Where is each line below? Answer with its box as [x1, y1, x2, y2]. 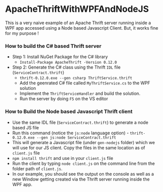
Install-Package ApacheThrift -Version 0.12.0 [19, 60, 117, 65]
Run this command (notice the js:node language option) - [12, 130, 129, 136]
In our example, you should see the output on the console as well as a [12, 171, 154, 177]
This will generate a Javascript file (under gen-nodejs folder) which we [12, 139, 155, 145]
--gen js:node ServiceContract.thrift [36, 135, 117, 140]
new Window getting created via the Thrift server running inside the [12, 176, 150, 182]
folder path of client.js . [12, 165, 63, 171]
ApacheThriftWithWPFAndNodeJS [5, 3, 149, 15]
